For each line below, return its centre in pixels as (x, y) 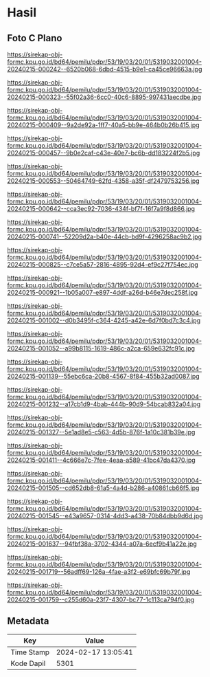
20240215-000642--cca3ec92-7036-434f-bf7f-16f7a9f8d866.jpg (101, 209)
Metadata (28, 621)
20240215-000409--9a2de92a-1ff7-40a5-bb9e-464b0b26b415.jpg (104, 125)
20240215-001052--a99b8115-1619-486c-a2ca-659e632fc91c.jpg (101, 348)
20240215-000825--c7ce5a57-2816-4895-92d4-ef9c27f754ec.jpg (103, 265)
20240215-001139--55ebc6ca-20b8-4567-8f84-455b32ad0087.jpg (104, 376)
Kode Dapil (28, 663)
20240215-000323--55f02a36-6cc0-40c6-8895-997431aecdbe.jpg (104, 97)
